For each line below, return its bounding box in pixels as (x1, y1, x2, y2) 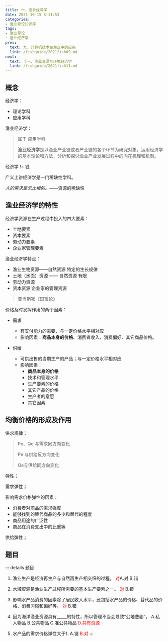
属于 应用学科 (17, 136, 46, 142)
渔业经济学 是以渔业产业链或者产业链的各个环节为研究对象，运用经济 (17, 146, 159, 152)
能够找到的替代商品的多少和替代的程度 (12, 511, 92, 517)
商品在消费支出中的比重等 (12, 523, 66, 529)
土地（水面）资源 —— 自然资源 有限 (12, 272, 87, 279)
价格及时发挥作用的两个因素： (5, 306, 67, 312)
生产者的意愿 (27, 393, 54, 399)
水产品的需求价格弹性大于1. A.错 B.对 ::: (12, 630, 94, 636)
